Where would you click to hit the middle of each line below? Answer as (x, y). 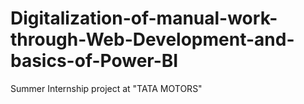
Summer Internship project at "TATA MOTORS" (106, 88)
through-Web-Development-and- (152, 39)
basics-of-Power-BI (94, 61)
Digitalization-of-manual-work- (144, 18)
